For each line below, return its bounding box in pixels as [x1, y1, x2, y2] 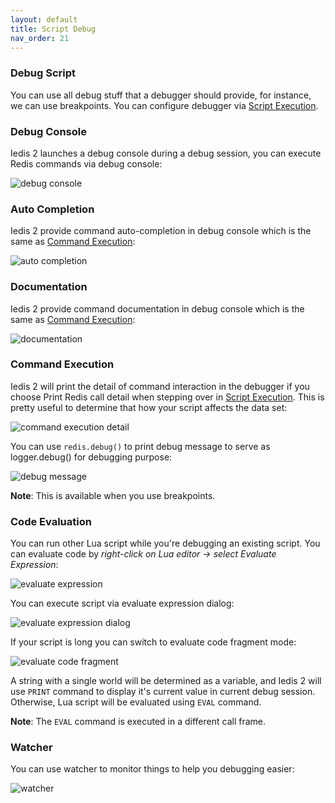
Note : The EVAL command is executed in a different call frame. [10, 716, 266, 728]
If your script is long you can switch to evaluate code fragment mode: [10, 636, 297, 648]
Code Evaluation [10, 514, 92, 528]
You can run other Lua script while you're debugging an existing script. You [10, 537, 321, 550]
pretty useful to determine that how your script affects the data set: [10, 401, 288, 413]
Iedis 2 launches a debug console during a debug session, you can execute [10, 147, 322, 159]
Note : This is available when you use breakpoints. [10, 489, 216, 501]
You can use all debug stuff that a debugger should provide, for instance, [10, 89, 312, 101]
